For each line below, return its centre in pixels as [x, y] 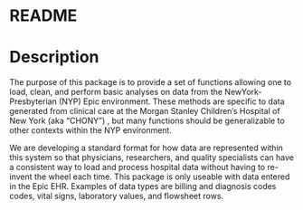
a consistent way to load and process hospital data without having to [137, 167]
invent [21, 177]
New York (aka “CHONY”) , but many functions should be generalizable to [147, 121]
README [43, 16]
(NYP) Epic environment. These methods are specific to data [171, 101]
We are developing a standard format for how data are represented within [146, 148]
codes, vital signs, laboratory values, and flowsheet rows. [117, 196]
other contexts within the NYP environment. [90, 130]
